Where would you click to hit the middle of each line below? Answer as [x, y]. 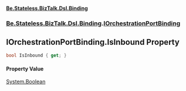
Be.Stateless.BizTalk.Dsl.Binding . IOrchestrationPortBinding [93, 23]
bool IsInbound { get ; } [36, 55]
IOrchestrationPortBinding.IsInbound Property [93, 42]
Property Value [25, 69]
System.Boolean [26, 82]
